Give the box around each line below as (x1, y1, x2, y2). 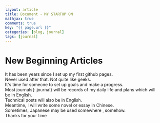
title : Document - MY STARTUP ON (5, 12, 73, 17)
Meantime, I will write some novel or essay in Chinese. (5, 102, 114, 108)
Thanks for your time (5, 112, 47, 118)
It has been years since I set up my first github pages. (5, 71, 113, 77)
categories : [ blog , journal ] (5, 30, 64, 35)
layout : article (5, 7, 38, 12)
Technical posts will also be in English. (5, 97, 82, 103)
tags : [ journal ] (5, 35, 38, 39)
